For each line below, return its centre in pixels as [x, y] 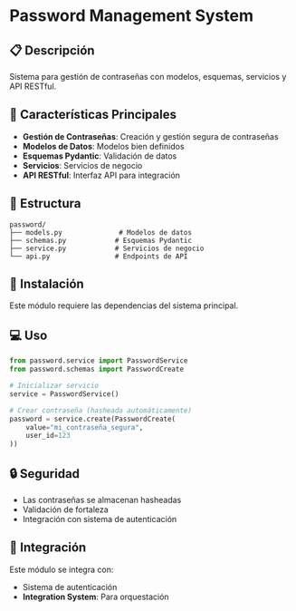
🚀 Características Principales [93, 115]
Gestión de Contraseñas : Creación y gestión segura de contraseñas [150, 136]
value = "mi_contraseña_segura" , [85, 427]
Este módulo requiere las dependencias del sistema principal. [124, 305]
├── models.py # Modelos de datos [101, 232]
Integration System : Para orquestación [95, 596]
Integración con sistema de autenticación [100, 519]
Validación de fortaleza [65, 509]
